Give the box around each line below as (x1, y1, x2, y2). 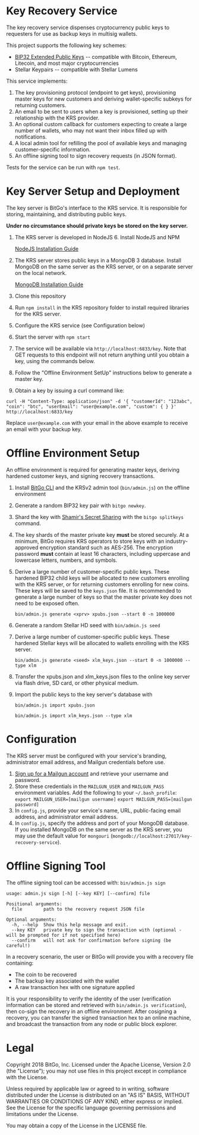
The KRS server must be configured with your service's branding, (6, 752, 167, 759)
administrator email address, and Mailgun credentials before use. (6, 758, 165, 765)
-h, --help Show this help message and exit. (11, 921, 129, 928)
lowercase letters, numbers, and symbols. (14, 556, 118, 564)
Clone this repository (14, 292, 67, 299)
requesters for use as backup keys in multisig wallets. (6, 30, 138, 37)
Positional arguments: (6, 901, 62, 907)
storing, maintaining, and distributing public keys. (6, 210, 127, 218)
